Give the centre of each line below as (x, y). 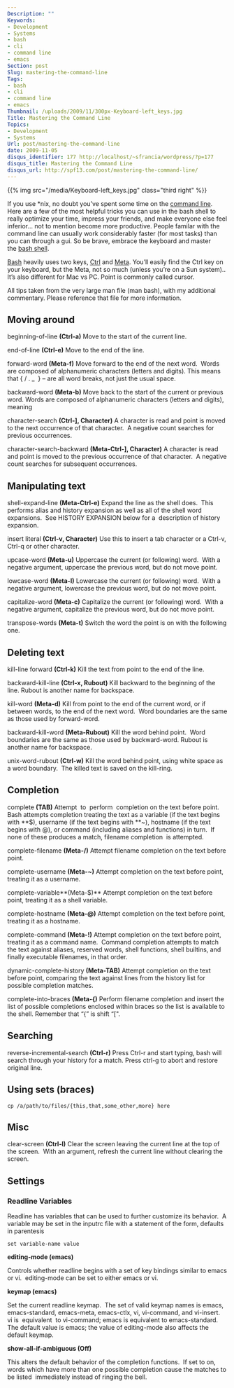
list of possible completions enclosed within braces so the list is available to (116, 1006)
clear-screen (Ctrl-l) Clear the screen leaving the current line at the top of (114, 1144)
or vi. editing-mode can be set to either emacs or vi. (83, 1278)
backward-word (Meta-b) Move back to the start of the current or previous (115, 392)
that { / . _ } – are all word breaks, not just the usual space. (92, 378)
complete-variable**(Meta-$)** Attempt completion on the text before (110, 892)
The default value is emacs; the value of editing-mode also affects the (108, 1327)
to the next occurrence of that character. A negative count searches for (111, 428)
